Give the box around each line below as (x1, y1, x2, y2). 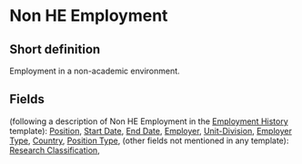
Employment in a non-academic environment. (9, 65, 180, 76)
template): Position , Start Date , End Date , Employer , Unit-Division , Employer (9, 125, 293, 136)
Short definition (9, 42, 101, 57)
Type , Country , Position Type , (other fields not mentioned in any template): (9, 135, 289, 146)
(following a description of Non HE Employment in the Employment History (9, 115, 288, 127)
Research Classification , (9, 144, 100, 155)
